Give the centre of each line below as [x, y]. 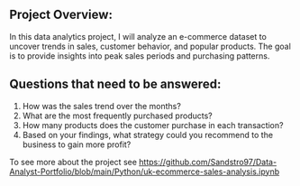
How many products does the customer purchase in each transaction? [153, 125]
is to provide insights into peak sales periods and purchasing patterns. [140, 56]
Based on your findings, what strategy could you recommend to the [147, 135]
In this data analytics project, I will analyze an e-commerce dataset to [138, 36]
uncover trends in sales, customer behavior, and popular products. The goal [150, 46]
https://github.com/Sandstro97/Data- [208, 162]
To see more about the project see [73, 162]
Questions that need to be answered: [115, 84]
